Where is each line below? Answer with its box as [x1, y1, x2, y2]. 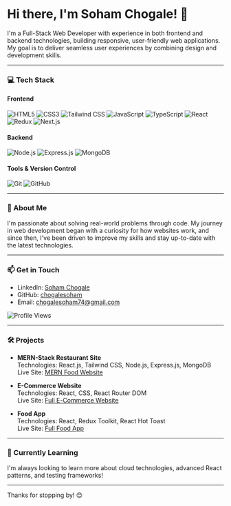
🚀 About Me [7, 203, 47, 213]
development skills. [7, 51, 62, 59]
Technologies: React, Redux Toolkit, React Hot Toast [16, 417, 166, 425]
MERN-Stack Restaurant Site [16, 354, 102, 362]
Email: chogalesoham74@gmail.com [16, 298, 120, 306]
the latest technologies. [7, 241, 74, 249]
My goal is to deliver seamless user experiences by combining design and [7, 43, 217, 52]
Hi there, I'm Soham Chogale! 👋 [7, 6, 188, 22]
